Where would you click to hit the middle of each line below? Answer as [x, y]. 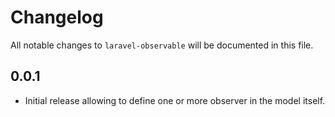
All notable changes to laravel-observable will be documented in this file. [162, 45]
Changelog [57, 17]
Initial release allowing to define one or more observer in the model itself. [175, 100]
